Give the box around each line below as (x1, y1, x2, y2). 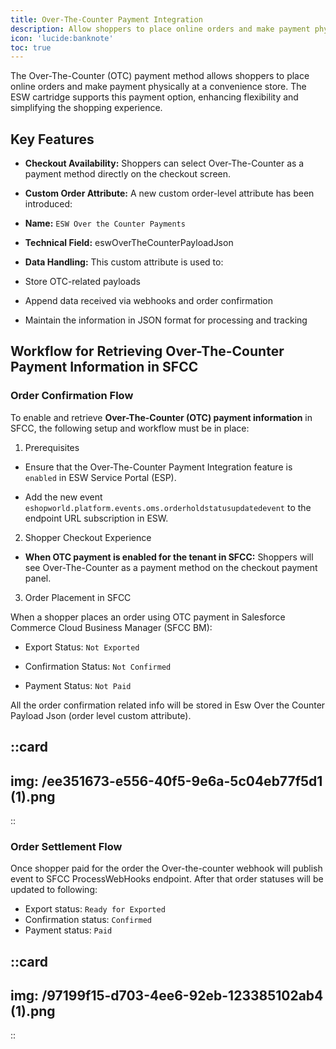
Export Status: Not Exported (24, 641, 140, 653)
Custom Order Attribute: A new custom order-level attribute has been (24, 187, 315, 200)
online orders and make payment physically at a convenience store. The (10, 81, 307, 93)
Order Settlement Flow (10, 839, 123, 853)
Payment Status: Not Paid (24, 679, 132, 691)
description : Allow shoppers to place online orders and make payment (10, 24, 311, 34)
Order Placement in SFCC (24, 591, 132, 603)
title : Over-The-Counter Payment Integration (10, 14, 203, 25)
